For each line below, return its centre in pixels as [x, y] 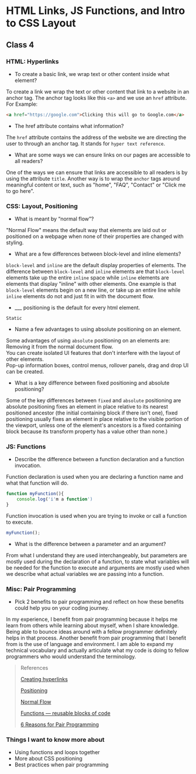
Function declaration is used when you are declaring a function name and [94, 477]
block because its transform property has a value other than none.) [87, 431]
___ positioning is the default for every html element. [77, 307]
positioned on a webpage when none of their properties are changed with [95, 236]
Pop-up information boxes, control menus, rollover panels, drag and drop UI [97, 365]
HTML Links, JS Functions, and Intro [96, 11]
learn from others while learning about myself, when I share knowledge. [92, 626]
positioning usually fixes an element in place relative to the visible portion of [97, 419]
